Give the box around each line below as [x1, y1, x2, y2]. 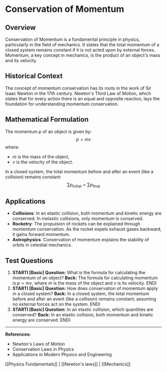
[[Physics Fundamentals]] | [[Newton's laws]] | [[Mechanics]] [5, 361, 131, 367]
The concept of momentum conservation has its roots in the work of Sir [5, 85, 152, 91]
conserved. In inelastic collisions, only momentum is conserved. [12, 216, 144, 222]
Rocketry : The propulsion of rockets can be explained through [12, 221, 141, 227]
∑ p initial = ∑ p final [67, 181, 100, 189]
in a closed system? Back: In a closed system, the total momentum [12, 291, 150, 297]
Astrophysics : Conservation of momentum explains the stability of [12, 237, 149, 243]
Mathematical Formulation [5, 115, 88, 124]
